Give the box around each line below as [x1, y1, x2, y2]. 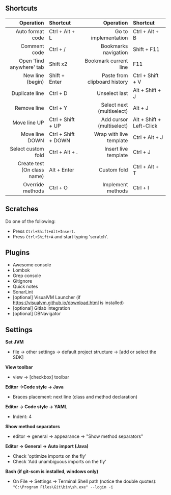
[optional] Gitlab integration [12, 305, 70, 311]
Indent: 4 [12, 413, 32, 420]
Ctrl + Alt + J [133, 134, 163, 141]
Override [22, 181, 44, 188]
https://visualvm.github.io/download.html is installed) [12, 300, 124, 306]
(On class [21, 166, 44, 173]
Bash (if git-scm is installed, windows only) [5, 468, 99, 475]
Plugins [5, 249, 30, 257]
